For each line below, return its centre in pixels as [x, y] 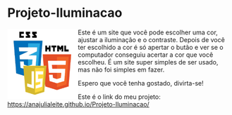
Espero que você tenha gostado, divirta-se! [141, 83]
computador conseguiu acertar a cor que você [146, 55]
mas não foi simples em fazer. [121, 69]
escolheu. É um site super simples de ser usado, [148, 62]
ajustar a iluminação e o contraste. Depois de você [152, 39]
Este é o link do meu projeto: [119, 97]
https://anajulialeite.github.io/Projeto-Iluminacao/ [78, 104]
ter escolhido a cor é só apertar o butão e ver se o [151, 47]
